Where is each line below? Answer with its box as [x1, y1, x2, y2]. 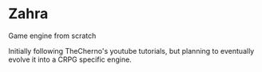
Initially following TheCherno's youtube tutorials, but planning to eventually [8, 46, 255, 55]
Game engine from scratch [8, 31, 97, 40]
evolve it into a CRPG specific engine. [8, 55, 132, 64]
